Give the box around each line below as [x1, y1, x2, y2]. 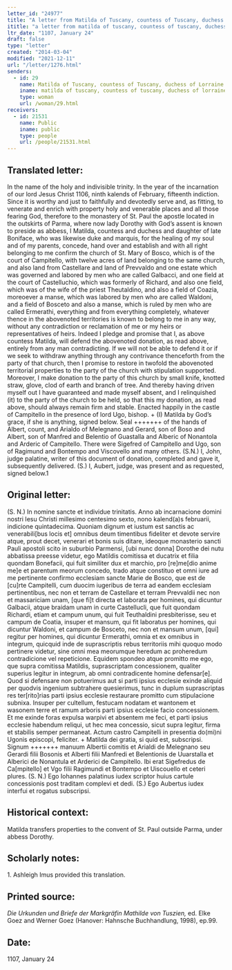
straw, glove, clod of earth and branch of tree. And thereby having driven [7, 381, 215, 389]
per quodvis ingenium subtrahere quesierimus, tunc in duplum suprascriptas [7, 684, 225, 692]
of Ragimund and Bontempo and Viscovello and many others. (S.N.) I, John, [7, 447, 222, 455]
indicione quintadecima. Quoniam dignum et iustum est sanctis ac [7, 522, 195, 530]
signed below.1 [7, 469, 49, 477]
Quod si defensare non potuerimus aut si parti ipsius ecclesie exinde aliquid [7, 676, 223, 684]
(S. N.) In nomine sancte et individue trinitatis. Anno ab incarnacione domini [7, 507, 222, 516]
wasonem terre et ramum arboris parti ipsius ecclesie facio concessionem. [7, 706, 220, 714]
